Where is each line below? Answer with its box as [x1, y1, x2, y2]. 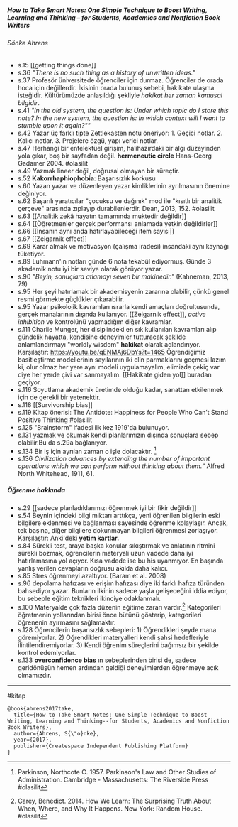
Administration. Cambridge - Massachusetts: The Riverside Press [17, 775, 209, 784]
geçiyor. [17, 377, 42, 387]
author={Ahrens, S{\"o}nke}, [13, 730, 100, 737]
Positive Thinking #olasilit [17, 416, 93, 424]
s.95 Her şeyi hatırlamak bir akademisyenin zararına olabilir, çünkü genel [17, 287, 229, 296]
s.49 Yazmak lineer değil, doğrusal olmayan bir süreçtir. [17, 166, 181, 175]
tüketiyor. [17, 249, 45, 258]
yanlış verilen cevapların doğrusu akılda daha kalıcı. [17, 564, 169, 573]
